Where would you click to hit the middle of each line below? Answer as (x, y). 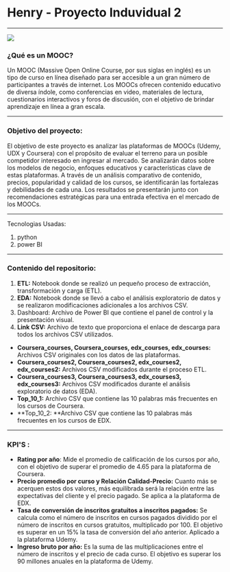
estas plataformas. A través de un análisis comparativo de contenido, (104, 175)
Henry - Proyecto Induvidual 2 (94, 13)
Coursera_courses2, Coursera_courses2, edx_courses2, (99, 362)
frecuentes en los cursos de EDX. (64, 420)
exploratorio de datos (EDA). (57, 391)
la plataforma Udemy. (47, 540)
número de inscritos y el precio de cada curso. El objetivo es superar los (119, 554)
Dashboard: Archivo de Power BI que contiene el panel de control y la (115, 312)
